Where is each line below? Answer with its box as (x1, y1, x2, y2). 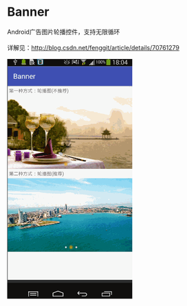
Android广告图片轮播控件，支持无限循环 (7, 27, 120, 36)
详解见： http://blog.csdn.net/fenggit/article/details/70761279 (7, 43, 180, 51)
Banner (7, 4, 49, 20)
